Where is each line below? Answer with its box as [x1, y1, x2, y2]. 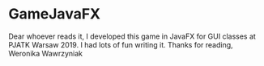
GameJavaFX [8, 5, 101, 23]
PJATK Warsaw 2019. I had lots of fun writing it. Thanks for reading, [8, 39, 233, 49]
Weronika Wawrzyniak [8, 48, 83, 58]
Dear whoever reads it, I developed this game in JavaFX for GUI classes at [8, 31, 257, 41]
